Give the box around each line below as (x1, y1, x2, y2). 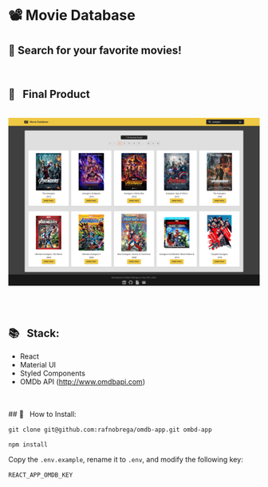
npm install (8, 441, 48, 449)
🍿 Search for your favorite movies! (8, 43, 182, 57)
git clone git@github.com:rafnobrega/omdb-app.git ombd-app (8, 426, 213, 434)
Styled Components (19, 368, 86, 379)
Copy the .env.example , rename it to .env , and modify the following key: (8, 455, 243, 465)
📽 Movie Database (8, 6, 136, 25)
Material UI (19, 360, 57, 370)
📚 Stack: (8, 326, 60, 340)
